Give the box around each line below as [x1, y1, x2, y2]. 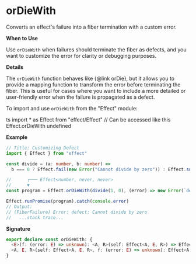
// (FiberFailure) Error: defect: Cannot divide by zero [6, 209, 148, 215]
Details [6, 63, 24, 71]
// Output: [6, 203, 33, 210]
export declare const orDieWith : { [6, 237, 93, 242]
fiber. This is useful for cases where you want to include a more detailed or [6, 87, 186, 94]
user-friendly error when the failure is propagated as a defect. [6, 93, 155, 100]
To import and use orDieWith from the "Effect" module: [6, 105, 138, 112]
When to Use [6, 34, 38, 41]
